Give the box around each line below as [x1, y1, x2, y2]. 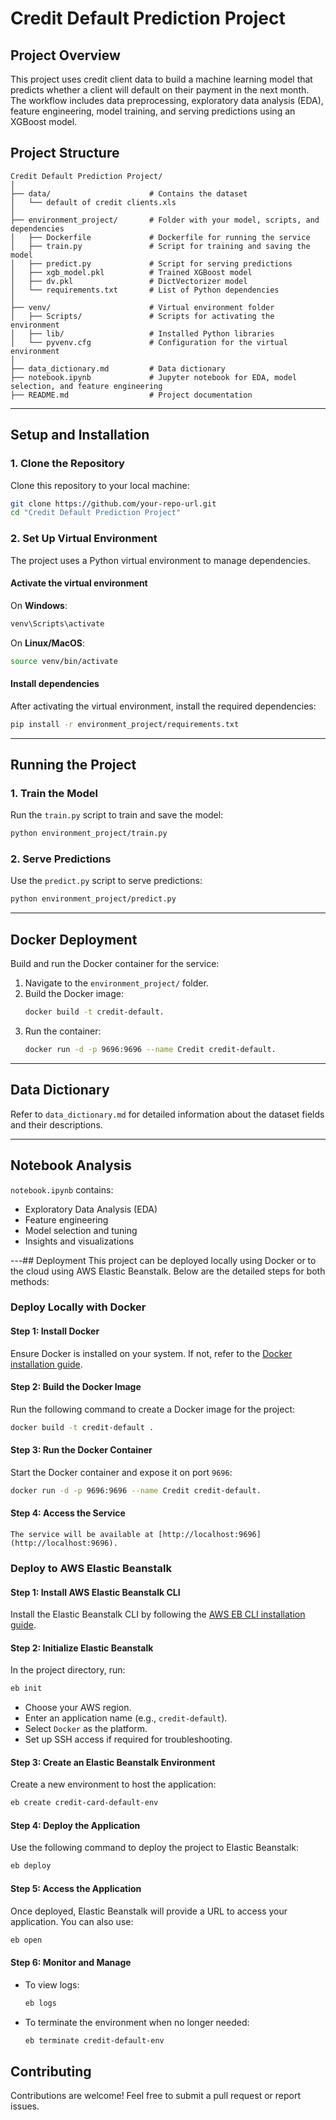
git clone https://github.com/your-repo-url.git [10, 498, 217, 509]
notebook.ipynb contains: [10, 1183, 114, 1196]
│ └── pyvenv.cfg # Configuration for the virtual [10, 337, 288, 347]
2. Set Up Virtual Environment [10, 532, 158, 546]
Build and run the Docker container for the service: [10, 958, 220, 970]
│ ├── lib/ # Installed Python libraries [10, 328, 275, 339]
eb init [10, 1683, 43, 1694]
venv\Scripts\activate [10, 618, 105, 629]
